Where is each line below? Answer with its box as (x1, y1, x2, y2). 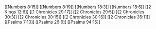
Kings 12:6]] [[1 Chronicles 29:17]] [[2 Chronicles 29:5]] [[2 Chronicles (4, 9, 144, 15)
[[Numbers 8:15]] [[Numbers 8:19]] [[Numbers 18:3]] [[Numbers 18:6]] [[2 (4, 4, 151, 10)
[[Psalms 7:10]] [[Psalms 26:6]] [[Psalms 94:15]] (4, 19, 101, 25)
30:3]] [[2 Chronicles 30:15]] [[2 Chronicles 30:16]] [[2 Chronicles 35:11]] (4, 14, 150, 19)
